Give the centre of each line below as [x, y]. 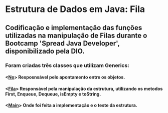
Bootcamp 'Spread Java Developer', [62, 43]
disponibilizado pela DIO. [45, 51]
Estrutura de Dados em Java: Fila [75, 9]
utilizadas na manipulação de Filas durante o [76, 35]
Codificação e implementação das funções [74, 28]
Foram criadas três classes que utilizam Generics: [67, 65]
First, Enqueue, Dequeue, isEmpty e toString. [53, 94]
